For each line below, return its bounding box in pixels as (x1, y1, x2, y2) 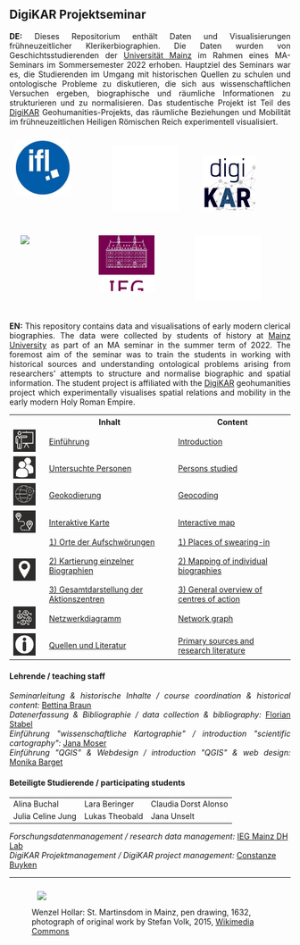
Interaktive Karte (48, 517, 110, 528)
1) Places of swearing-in (178, 536, 271, 548)
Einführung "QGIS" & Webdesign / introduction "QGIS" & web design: (9, 748, 291, 758)
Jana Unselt (150, 811, 195, 822)
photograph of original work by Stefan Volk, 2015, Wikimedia (31, 916, 254, 927)
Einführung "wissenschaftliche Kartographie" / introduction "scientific (9, 728, 291, 740)
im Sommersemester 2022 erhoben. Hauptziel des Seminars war (46, 59, 291, 70)
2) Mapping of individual (178, 556, 268, 566)
